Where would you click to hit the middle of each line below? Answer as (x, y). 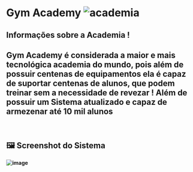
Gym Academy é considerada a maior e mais (91, 55)
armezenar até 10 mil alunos (60, 111)
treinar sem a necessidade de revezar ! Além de (97, 93)
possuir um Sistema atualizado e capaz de (87, 102)
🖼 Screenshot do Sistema (56, 145)
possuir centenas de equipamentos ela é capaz (96, 74)
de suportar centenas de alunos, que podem (91, 83)
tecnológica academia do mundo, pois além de (95, 64)
